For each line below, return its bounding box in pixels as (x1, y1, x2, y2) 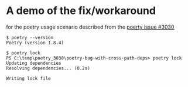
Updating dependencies (6, 60, 61, 66)
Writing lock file (6, 75, 51, 81)
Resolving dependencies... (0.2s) (6, 65, 91, 71)
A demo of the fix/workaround (6, 4, 156, 18)
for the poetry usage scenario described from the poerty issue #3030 (6, 23, 175, 30)
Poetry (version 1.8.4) (6, 40, 64, 46)
